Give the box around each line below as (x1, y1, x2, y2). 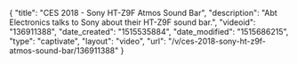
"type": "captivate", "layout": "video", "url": (9, 36, 166, 46)
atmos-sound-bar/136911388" (9, 45, 119, 56)
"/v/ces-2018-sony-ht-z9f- (167, 36, 267, 46)
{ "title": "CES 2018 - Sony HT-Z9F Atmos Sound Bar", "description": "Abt (9, 8, 277, 18)
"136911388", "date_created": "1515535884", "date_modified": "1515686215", (9, 27, 289, 36)
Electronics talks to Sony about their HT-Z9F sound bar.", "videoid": (9, 17, 256, 28)
